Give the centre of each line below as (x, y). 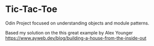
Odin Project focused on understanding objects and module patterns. (77, 23)
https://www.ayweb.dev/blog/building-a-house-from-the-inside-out (76, 38)
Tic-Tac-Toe (31, 9)
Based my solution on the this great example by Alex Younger (69, 32)
